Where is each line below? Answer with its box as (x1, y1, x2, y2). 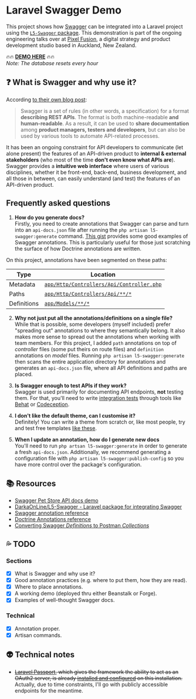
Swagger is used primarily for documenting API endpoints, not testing (14, 388, 184, 395)
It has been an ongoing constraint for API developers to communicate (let (6, 143, 184, 150)
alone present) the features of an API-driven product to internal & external (6, 150, 187, 157)
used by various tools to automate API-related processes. (20, 132, 160, 139)
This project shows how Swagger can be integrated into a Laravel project (6, 23, 183, 30)
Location (90, 270, 116, 278)
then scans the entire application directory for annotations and (14, 358, 166, 365)
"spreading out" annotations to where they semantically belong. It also (14, 327, 185, 334)
